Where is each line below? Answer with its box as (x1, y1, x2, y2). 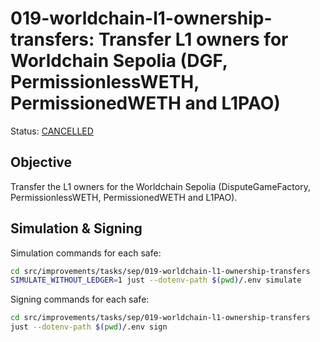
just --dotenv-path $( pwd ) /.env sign (10, 322, 168, 332)
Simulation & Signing (10, 220, 143, 237)
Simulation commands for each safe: (10, 247, 162, 259)
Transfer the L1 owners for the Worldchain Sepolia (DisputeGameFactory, (10, 180, 311, 192)
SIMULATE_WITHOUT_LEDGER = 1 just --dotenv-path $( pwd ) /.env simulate (10, 275, 302, 286)
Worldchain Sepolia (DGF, (10, 50, 228, 72)
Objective (10, 154, 73, 171)
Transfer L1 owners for (98, 28, 289, 51)
